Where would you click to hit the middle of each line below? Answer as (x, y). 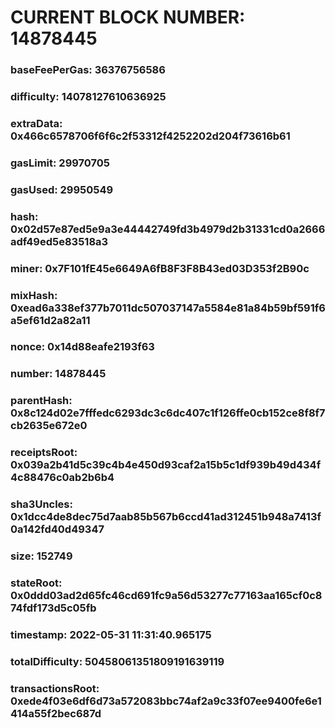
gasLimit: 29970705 (60, 163)
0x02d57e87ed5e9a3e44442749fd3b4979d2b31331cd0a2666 (168, 229)
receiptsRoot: (44, 453)
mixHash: (34, 295)
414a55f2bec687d (56, 713)
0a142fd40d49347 (57, 529)
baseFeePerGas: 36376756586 (88, 70)
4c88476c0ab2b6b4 (62, 478)
